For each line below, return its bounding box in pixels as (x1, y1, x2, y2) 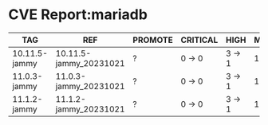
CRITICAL (180, 34, 219, 45)
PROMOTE (132, 34, 173, 45)
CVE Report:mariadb (8, 6, 148, 24)
